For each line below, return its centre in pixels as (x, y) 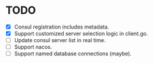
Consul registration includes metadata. (62, 27)
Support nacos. (33, 47)
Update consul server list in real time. (60, 40)
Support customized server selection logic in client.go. (81, 34)
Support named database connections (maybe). (73, 53)
